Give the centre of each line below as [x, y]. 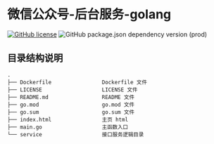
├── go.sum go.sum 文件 [71, 112]
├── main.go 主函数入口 [68, 127]
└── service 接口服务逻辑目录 [76, 134]
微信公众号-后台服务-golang [89, 14]
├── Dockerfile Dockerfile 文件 [77, 82]
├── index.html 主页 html [68, 119]
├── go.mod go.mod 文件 [71, 105]
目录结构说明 [35, 58]
